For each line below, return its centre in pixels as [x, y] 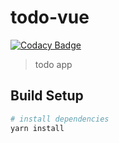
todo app [53, 64]
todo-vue [50, 17]
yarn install [37, 128]
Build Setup [47, 96]
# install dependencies [60, 119]
